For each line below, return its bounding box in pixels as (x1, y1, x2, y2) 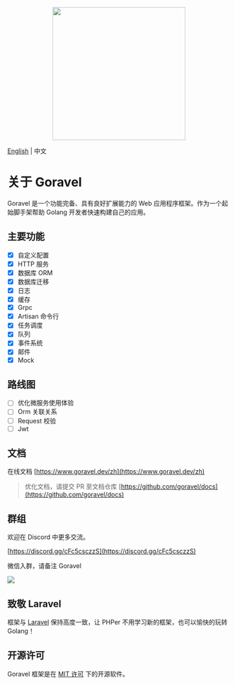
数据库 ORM (17, 268, 53, 277)
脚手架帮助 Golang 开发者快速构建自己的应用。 (13, 208, 150, 216)
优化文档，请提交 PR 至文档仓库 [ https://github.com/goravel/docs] (24, 482, 218, 491)
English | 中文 (7, 147, 47, 155)
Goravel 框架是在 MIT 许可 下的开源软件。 (7, 669, 130, 678)
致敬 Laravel (7, 598, 62, 610)
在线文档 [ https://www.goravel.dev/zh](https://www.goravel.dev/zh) (7, 467, 205, 476)
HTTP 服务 (17, 260, 50, 268)
